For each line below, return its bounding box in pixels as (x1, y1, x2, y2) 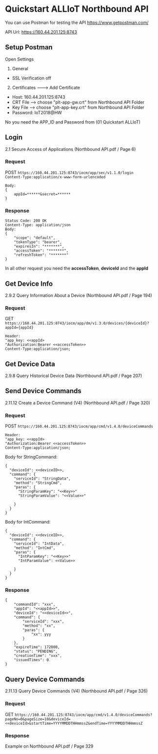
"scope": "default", (14, 235, 56, 240)
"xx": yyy (31, 632, 51, 637)
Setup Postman (5, 43, 53, 52)
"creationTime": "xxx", (14, 653, 62, 658)
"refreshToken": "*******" (14, 252, 69, 257)
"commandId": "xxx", (14, 602, 56, 607)
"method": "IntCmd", (14, 545, 56, 550)
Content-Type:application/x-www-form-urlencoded (5, 174, 106, 179)
